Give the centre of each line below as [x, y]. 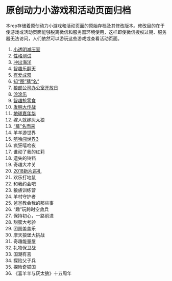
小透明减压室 [27, 49]
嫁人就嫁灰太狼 [29, 120]
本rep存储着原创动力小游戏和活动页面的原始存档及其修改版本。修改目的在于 [85, 26]
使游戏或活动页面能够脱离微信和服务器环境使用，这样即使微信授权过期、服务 [86, 32]
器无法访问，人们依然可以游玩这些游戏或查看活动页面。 [64, 38]
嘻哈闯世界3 [26, 139]
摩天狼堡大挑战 [29, 235]
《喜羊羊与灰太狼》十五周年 [42, 273]
